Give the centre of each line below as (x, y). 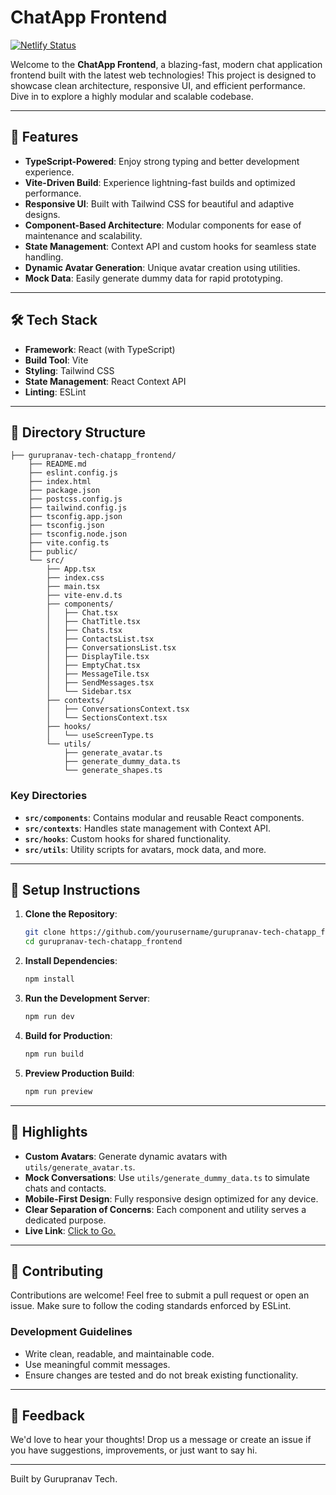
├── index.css (75, 578)
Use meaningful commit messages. (97, 1364)
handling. (44, 257)
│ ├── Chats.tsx (84, 631)
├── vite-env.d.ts (84, 596)
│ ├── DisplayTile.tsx (98, 657)
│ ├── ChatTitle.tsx (93, 622)
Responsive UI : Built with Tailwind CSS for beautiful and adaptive (159, 203)
